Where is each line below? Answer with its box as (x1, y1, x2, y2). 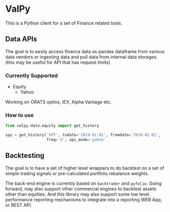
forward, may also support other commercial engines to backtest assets (5, 185, 157, 192)
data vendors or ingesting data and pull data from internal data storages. (5, 54, 158, 60)
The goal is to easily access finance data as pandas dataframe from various (5, 48, 165, 54)
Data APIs (5, 35, 37, 43)
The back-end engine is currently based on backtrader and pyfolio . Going (5, 180, 162, 186)
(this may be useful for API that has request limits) (5, 59, 111, 65)
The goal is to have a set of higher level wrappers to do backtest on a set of (5, 164, 164, 171)
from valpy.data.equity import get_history (5, 123, 100, 128)
